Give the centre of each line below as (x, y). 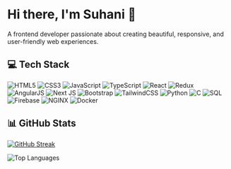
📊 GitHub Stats (42, 123)
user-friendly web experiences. (53, 41)
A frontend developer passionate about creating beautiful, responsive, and (116, 34)
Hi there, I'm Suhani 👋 (72, 14)
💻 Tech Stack (38, 65)
